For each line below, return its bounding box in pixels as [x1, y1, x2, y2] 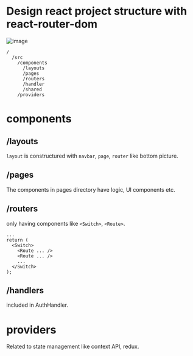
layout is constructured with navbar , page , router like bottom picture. [6, 152, 178, 159]
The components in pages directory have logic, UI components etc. [6, 186, 175, 193]
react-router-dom [6, 17, 98, 31]
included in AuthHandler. [6, 301, 69, 309]
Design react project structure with [6, 4, 188, 18]
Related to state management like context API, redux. [6, 343, 139, 351]
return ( [6, 237, 29, 243]
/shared [22, 86, 43, 92]
